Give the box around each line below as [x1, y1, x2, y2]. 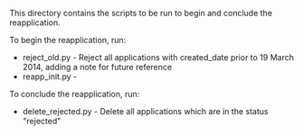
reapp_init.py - [22, 71, 78, 82]
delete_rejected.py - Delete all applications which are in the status [22, 106, 269, 116]
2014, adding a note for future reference [22, 62, 173, 72]
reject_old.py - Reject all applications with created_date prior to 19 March [22, 52, 295, 62]
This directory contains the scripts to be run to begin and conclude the [9, 8, 273, 18]
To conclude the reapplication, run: [9, 89, 140, 99]
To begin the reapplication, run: [9, 35, 127, 45]
